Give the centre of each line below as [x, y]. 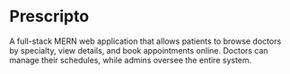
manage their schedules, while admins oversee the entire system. [131, 60]
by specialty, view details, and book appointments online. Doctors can [139, 50]
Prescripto [49, 16]
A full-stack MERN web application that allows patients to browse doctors [145, 41]
